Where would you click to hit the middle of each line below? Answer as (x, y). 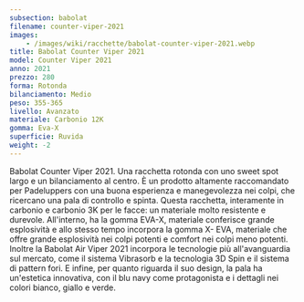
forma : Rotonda (38, 86)
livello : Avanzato (44, 111)
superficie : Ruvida (47, 137)
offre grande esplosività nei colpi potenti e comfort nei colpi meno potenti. (149, 239)
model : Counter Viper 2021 (61, 60)
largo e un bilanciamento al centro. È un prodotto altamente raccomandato (149, 181)
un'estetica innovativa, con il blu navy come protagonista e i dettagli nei (144, 277)
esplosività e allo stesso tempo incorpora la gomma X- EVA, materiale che (148, 229)
